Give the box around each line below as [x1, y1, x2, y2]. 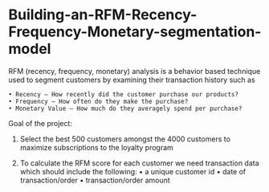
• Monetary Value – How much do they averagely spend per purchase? [8, 104, 243, 112]
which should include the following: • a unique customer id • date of [19, 166, 247, 176]
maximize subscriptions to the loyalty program [19, 142, 174, 152]
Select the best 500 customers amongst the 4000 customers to [19, 134, 231, 144]
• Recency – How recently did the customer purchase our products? [8, 90, 239, 98]
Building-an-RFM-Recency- [8, 6, 198, 24]
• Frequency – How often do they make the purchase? [8, 97, 189, 105]
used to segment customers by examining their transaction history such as [8, 75, 255, 84]
